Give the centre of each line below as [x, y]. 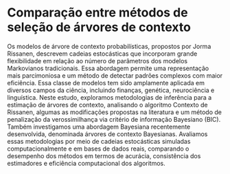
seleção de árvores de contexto [99, 27]
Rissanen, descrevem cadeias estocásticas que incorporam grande [102, 54]
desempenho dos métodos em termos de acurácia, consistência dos [104, 155]
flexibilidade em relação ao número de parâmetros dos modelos [97, 61]
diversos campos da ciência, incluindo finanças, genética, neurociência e [111, 90]
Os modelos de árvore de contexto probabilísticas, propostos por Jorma [109, 46]
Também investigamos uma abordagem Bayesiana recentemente [99, 127]
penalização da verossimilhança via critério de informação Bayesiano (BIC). [114, 119]
